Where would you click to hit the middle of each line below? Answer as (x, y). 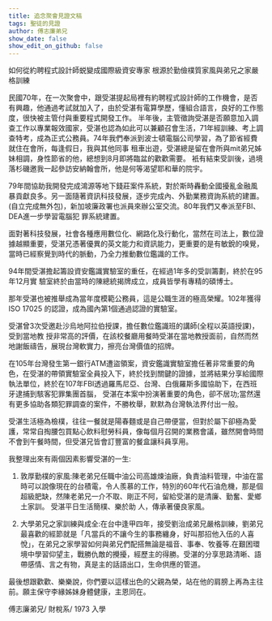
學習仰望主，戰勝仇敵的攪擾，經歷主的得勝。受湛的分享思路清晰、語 (148, 554)
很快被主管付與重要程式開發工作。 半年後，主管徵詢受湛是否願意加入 (137, 118)
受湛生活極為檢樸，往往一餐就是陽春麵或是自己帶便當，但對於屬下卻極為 (129, 421)
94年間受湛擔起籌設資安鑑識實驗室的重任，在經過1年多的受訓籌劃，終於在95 (136, 271)
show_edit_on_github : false (56, 46)
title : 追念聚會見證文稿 (45, 16)
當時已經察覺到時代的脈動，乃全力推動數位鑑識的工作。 (100, 254)
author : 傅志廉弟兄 (38, 31)
